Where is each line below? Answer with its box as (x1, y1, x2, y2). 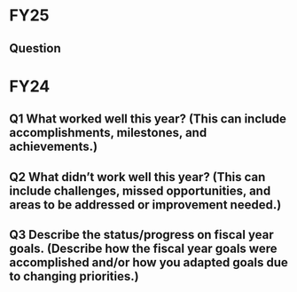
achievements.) (9, 139, 98, 154)
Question (9, 41, 61, 56)
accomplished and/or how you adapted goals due (9, 255, 288, 270)
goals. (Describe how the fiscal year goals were (9, 241, 277, 256)
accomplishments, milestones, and (9, 125, 207, 140)
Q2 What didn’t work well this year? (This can (9, 170, 266, 185)
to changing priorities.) (9, 268, 139, 284)
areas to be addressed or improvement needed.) (9, 197, 282, 212)
